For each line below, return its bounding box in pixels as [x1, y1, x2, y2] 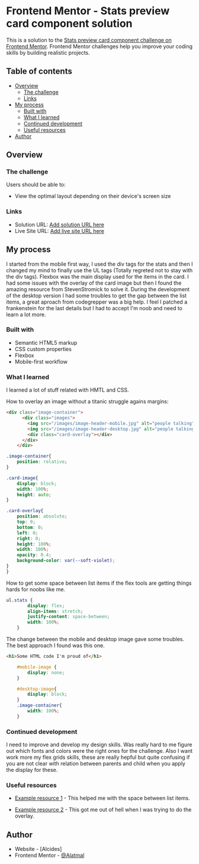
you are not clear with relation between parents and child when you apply [6, 760, 185, 767]
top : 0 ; [17, 519, 36, 525]
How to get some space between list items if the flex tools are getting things [6, 579, 192, 586]
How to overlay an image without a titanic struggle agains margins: [6, 398, 169, 405]
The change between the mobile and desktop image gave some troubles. [6, 636, 185, 643]
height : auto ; [17, 491, 52, 497]
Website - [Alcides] [14, 846, 62, 853]
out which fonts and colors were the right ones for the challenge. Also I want [6, 748, 192, 755]
